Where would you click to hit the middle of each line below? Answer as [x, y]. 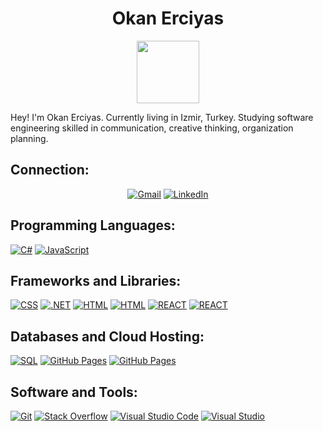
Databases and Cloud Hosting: [107, 336]
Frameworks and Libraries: [96, 280]
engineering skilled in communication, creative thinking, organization [152, 128]
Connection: [50, 170]
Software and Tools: [74, 392]
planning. [29, 138]
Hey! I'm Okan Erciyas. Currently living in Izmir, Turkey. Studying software [162, 117]
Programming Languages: [93, 225]
